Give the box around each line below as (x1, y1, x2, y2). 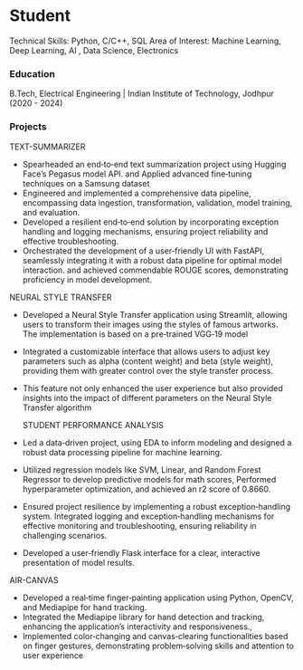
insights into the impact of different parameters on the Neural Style (22, 392, 272, 403)
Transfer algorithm (22, 402, 92, 413)
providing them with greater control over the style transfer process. (22, 365, 274, 376)
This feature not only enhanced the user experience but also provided (22, 382, 283, 394)
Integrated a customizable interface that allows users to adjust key (22, 346, 270, 357)
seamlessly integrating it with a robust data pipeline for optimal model (22, 254, 282, 265)
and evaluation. (22, 206, 80, 217)
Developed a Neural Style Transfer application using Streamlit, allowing (22, 309, 288, 320)
